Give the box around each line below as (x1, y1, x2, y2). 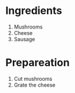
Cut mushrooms (13, 75, 53, 82)
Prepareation (5, 56, 70, 69)
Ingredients (5, 4, 62, 17)
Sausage (13, 35, 35, 42)
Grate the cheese (13, 81, 56, 88)
